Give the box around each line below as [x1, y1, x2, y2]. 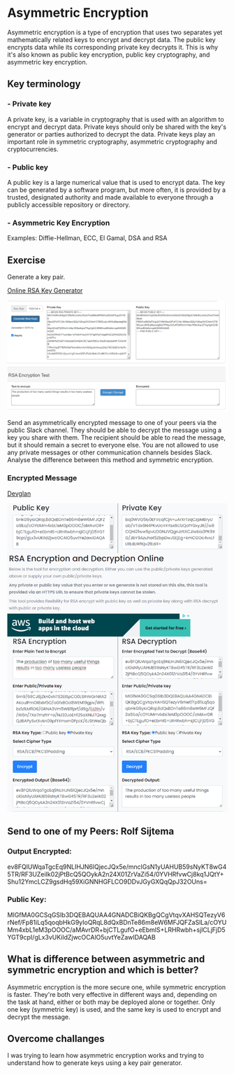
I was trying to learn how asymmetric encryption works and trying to [7, 1052, 205, 1060]
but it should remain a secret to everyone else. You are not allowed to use [7, 441, 219, 449]
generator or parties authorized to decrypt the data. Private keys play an [7, 130, 215, 138]
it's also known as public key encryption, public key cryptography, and [7, 50, 210, 59]
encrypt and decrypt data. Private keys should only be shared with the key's [7, 123, 227, 131]
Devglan [7, 489, 31, 498]
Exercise [7, 254, 46, 266]
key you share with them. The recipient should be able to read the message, [7, 433, 226, 442]
